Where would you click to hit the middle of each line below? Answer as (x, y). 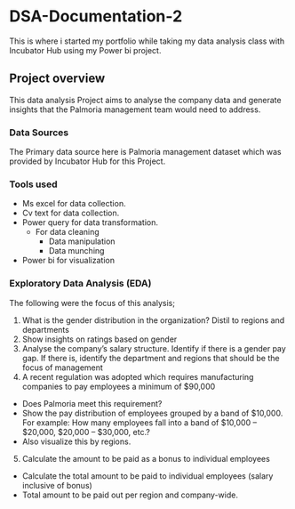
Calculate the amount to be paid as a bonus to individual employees (146, 458)
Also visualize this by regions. (76, 441)
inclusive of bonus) (57, 485)
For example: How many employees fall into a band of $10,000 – (140, 422)
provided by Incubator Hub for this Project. (88, 161)
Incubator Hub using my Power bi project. (85, 50)
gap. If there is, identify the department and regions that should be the (151, 358)
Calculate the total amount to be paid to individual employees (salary (147, 476)
